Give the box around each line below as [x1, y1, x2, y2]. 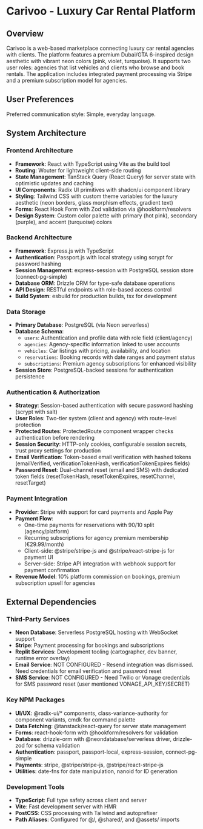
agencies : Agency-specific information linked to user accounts [24, 341, 180, 348]
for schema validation [26, 742, 81, 749]
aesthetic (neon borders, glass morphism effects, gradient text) [15, 199, 174, 206]
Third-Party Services [6, 615, 70, 623]
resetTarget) [15, 479, 47, 486]
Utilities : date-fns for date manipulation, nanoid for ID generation [15, 767, 178, 775]
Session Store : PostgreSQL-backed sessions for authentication [15, 366, 174, 374]
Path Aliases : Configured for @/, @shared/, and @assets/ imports [15, 816, 180, 823]
